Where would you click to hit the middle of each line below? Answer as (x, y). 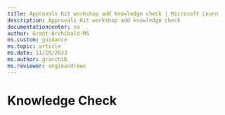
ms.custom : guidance (38, 40)
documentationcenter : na (44, 27)
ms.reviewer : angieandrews (47, 66)
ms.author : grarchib (38, 60)
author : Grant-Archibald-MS (49, 33)
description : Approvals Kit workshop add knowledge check (94, 20)
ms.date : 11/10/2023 (38, 53)
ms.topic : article (34, 46)
